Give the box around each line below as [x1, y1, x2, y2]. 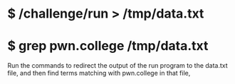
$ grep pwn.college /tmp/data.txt [7, 38, 209, 54]
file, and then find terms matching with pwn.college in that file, [7, 69, 191, 78]
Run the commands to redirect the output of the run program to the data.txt [7, 61, 228, 70]
